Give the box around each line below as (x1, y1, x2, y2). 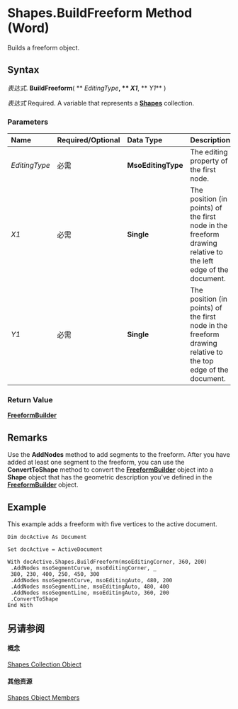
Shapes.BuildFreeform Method (7, 5, 193, 21)
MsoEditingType (127, 161, 183, 171)
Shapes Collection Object (7, 660, 81, 669)
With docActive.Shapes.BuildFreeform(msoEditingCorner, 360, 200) (7, 558, 208, 565)
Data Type (127, 135, 163, 145)
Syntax (7, 64, 40, 76)
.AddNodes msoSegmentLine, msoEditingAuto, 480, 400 (10, 583, 170, 590)
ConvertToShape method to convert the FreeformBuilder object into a (7, 465, 214, 474)
